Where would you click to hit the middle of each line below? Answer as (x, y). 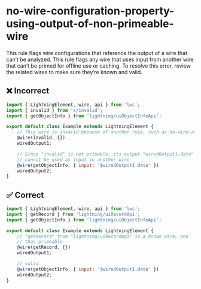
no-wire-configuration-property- (90, 11)
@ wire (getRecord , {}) (44, 247)
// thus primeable (40, 242)
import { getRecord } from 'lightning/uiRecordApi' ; (73, 214)
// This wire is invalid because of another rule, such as (92, 132)
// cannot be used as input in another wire (73, 160)
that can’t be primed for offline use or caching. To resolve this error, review (99, 66)
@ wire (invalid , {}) (41, 138)
